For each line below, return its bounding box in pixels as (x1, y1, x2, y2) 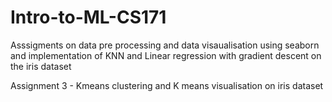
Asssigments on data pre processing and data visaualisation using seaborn (10, 39, 320, 51)
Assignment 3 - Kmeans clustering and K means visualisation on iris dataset (10, 79, 324, 91)
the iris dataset (10, 60, 72, 72)
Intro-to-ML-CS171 (10, 6, 167, 29)
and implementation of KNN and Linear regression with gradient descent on (10, 49, 322, 61)
